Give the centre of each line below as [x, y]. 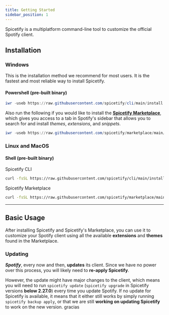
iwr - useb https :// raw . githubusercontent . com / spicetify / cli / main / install [84, 103]
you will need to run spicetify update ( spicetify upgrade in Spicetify [77, 286]
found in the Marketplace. [32, 241]
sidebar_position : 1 [27, 15]
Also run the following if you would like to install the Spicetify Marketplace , [83, 113]
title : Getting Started [30, 10]
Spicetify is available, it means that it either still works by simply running [80, 296]
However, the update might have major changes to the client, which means [82, 280]
